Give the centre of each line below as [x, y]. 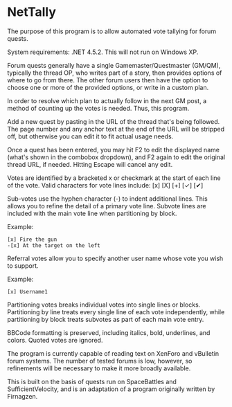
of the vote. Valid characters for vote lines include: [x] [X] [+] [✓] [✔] [105, 185]
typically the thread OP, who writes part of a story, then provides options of [115, 73]
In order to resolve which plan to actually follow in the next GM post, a [107, 100]
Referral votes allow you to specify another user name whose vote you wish [115, 258]
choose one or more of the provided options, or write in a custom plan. [108, 87]
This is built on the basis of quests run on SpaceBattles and [92, 381]
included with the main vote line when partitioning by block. [92, 213]
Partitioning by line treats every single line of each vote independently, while [116, 311]
